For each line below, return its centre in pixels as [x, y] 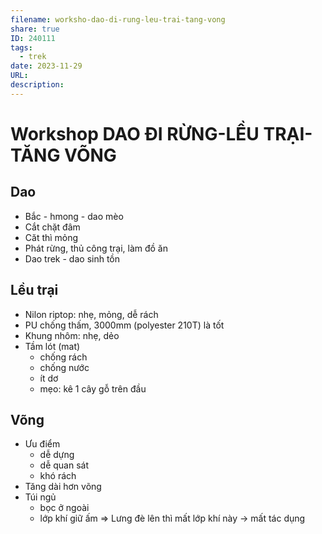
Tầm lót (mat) [52, 346]
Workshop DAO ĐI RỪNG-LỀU [135, 133]
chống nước [64, 367]
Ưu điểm [42, 444]
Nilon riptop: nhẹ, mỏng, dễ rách [91, 314]
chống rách [63, 357]
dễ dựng [57, 455]
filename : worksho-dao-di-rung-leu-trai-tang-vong [118, 19]
